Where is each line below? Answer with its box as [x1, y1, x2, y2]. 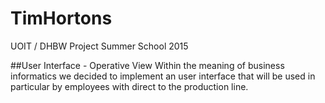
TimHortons [10, 7, 113, 30]
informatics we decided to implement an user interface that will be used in [10, 70, 316, 82]
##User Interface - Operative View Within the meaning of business [10, 59, 285, 71]
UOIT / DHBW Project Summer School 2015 [10, 40, 189, 52]
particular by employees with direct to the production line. [10, 80, 249, 92]
